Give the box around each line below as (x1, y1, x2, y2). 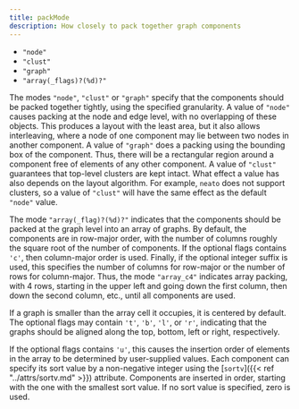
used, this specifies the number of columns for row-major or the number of (9, 261, 286, 272)
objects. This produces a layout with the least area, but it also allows (9, 120, 261, 131)
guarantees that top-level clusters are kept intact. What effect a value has (9, 167, 279, 179)
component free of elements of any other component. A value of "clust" (9, 158, 277, 169)
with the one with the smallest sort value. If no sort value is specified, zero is (9, 381, 291, 392)
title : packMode (9, 13, 70, 22)
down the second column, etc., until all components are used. (9, 290, 237, 301)
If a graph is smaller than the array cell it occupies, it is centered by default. (9, 307, 287, 318)
